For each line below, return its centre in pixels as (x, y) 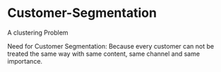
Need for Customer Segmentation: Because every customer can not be (110, 46)
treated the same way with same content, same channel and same (103, 54)
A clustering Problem (38, 32)
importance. (25, 61)
